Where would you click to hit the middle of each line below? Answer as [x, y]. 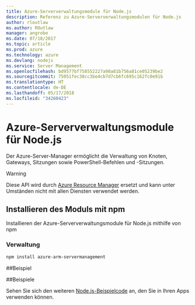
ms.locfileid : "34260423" [37, 98]
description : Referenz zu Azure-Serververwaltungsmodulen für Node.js [94, 17]
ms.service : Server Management [44, 66]
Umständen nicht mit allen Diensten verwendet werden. [73, 191]
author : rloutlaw [27, 22]
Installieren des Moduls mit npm [66, 209]
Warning [16, 174]
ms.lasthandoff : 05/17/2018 [40, 93]
